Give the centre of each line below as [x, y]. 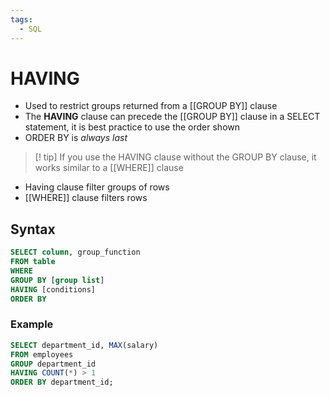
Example [32, 324]
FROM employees [42, 354]
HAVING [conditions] [53, 289]
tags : [21, 19]
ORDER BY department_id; [62, 382]
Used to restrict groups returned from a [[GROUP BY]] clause [151, 106]
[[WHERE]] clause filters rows [86, 198]
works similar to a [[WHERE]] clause [109, 168]
